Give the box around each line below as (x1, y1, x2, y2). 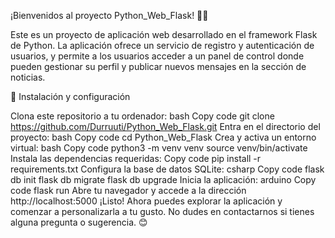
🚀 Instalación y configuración (10, 91, 131, 102)
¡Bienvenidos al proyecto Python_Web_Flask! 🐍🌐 (10, 10, 209, 21)
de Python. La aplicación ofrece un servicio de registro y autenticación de (10, 40, 315, 51)
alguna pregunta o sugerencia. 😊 (10, 216, 148, 228)
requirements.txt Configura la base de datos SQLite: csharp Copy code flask (10, 163, 325, 175)
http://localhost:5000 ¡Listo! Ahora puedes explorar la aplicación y (10, 195, 283, 207)
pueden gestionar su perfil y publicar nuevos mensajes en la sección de (10, 61, 307, 72)
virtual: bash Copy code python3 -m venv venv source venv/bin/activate (10, 142, 308, 154)
